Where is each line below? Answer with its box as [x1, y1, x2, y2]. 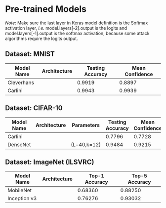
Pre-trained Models [5, 3, 87, 15]
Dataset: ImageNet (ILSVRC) [5, 158, 94, 166]
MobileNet [7, 187, 32, 194]
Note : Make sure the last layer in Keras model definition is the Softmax [5, 20, 148, 26]
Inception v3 [7, 195, 37, 202]
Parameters [72, 122, 100, 128]
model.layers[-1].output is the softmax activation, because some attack [5, 30, 150, 36]
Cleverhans [7, 79, 35, 86]
